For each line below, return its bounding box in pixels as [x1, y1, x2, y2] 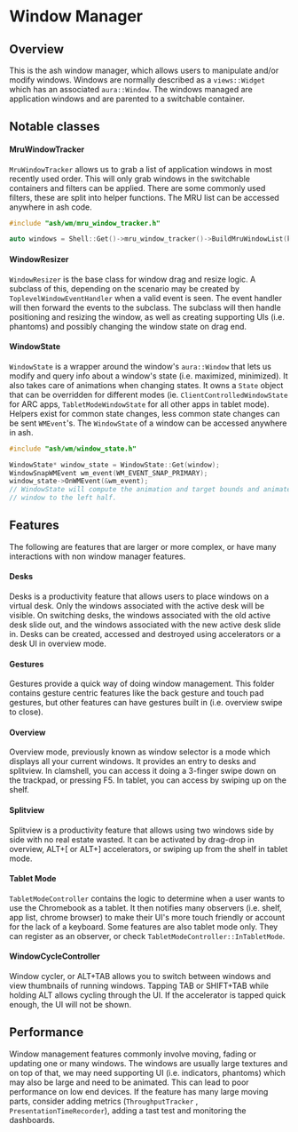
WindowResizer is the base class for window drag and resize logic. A [9, 274, 256, 284]
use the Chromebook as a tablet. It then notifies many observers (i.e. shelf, [9, 902, 282, 913]
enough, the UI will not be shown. [9, 1000, 132, 1010]
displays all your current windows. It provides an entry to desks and [9, 756, 257, 767]
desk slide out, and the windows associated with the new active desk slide [9, 619, 281, 630]
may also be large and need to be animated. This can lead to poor [9, 1077, 250, 1088]
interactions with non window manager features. [9, 551, 186, 562]
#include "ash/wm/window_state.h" [9, 444, 137, 453]
